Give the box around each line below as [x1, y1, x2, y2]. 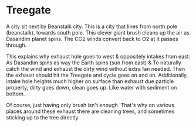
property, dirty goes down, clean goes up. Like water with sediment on [6, 84, 177, 91]
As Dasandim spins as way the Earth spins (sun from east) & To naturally [6, 59, 182, 66]
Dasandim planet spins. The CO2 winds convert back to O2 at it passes [6, 35, 178, 42]
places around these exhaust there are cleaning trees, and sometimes [6, 108, 175, 115]
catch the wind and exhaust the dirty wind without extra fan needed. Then [6, 65, 185, 72]
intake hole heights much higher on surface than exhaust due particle [6, 77, 174, 85]
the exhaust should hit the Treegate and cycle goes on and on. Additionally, [6, 71, 188, 78]
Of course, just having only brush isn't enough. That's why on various [6, 101, 174, 108]
